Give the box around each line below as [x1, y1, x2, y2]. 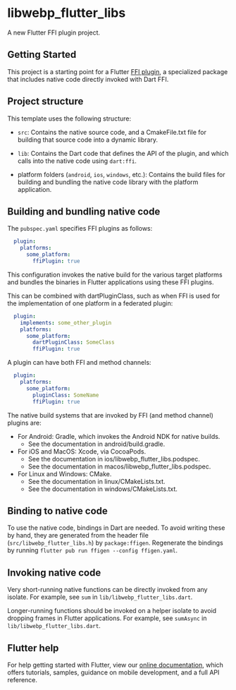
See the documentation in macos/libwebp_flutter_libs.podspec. [27, 462, 211, 471]
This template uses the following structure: [7, 114, 132, 123]
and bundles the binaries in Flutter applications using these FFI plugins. [7, 277, 214, 286]
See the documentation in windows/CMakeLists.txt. [27, 485, 178, 493]
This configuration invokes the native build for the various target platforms [7, 270, 223, 279]
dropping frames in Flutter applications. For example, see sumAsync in [7, 614, 207, 622]
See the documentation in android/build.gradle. [27, 440, 166, 448]
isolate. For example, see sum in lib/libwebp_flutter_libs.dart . [7, 593, 193, 601]
